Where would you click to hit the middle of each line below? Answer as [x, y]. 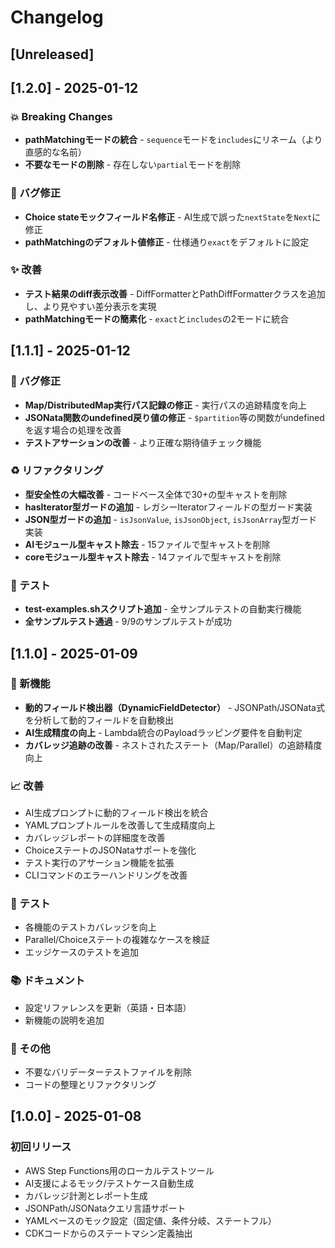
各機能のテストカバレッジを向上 [90, 927]
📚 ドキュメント [48, 981]
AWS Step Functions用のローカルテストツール [119, 1170]
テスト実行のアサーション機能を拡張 [99, 863]
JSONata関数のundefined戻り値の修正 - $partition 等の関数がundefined [174, 417]
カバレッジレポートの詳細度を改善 [95, 838]
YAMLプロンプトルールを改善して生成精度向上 [120, 825]
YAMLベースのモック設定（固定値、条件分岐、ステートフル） [150, 1220]
